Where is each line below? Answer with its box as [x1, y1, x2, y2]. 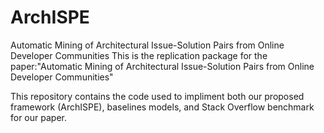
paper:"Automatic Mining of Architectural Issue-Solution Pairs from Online [10, 60, 315, 72]
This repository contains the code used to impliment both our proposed [10, 90, 305, 102]
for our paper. [10, 111, 67, 123]
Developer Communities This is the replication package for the [10, 49, 268, 61]
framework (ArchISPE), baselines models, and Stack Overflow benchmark [10, 101, 315, 113]
